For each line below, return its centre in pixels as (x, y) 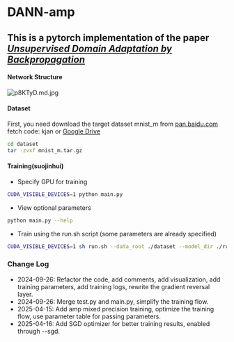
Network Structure (35, 77)
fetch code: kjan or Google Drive (54, 131)
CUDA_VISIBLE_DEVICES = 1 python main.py (65, 194)
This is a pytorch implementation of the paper (108, 38)
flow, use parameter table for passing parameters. (89, 316)
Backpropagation (46, 59)
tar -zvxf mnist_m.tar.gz (45, 150)
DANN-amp (41, 12)
